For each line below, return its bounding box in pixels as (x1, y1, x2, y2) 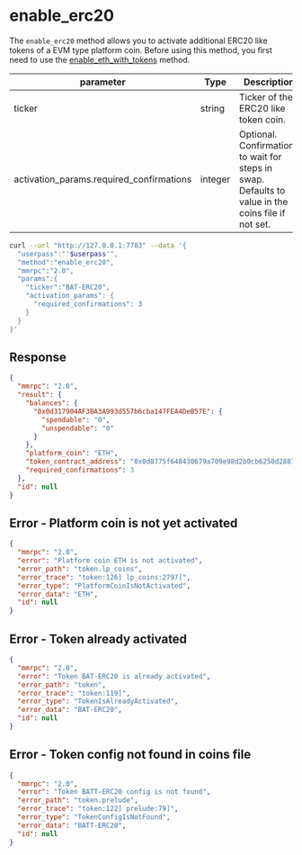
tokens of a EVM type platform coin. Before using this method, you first (9, 44, 272, 55)
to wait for (239, 150, 282, 163)
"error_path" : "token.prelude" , (17, 796, 139, 805)
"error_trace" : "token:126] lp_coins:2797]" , (17, 572, 191, 581)
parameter (79, 76, 126, 88)
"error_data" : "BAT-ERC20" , (17, 706, 123, 715)
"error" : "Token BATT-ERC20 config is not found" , (17, 787, 211, 796)
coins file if (239, 206, 286, 219)
